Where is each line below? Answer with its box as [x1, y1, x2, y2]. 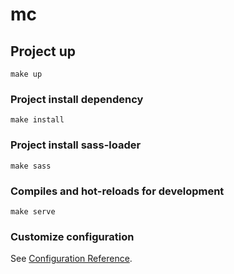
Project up [10, 43, 77, 60]
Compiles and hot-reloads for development [10, 184, 225, 198]
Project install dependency [10, 92, 144, 106]
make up [10, 69, 43, 79]
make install [10, 115, 65, 125]
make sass [10, 161, 52, 171]
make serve [10, 206, 56, 217]
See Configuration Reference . [10, 253, 133, 265]
